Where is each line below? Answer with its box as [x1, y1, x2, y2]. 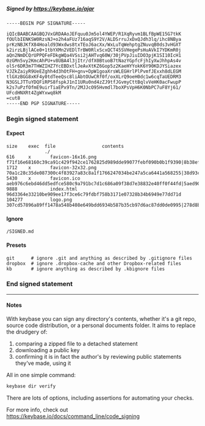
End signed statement [6, 280, 73, 288]
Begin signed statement [6, 114, 79, 123]
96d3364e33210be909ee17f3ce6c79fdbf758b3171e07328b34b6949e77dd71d [6, 191, 182, 198]
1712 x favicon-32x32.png [6, 165, 97, 171]
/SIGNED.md [6, 229, 34, 235]
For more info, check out [6, 406, 68, 413]
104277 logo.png [6, 197, 72, 203]
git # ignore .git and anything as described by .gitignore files [6, 255, 192, 261]
